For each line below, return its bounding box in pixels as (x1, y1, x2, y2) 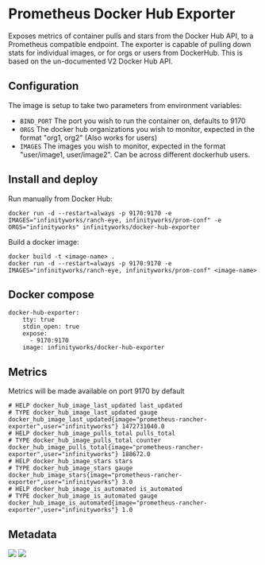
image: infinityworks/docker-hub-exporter (22, 343, 165, 352)
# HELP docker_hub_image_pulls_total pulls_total (8, 430, 176, 438)
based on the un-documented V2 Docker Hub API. (8, 56, 173, 66)
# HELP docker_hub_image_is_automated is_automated (8, 486, 182, 493)
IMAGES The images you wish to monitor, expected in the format (19, 141, 226, 151)
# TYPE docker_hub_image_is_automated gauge (8, 492, 158, 501)
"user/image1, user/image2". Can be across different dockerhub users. (19, 149, 251, 159)
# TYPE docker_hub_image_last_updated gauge (8, 408, 158, 417)
